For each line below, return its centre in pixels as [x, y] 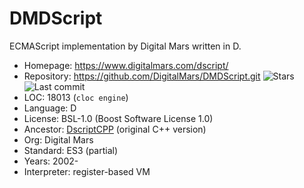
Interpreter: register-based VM [87, 171]
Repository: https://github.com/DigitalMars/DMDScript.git [142, 76]
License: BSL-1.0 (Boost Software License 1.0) [118, 118]
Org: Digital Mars [58, 139]
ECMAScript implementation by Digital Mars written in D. [125, 46]
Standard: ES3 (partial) [71, 150]
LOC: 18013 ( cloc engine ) [76, 97]
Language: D [50, 108]
